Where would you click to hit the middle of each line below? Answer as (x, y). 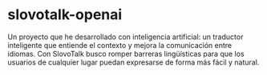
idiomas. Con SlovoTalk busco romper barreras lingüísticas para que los (126, 53)
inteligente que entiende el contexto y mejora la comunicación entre (120, 45)
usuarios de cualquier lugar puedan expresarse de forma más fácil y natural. (133, 62)
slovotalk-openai (65, 15)
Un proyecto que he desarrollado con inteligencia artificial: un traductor (125, 37)
